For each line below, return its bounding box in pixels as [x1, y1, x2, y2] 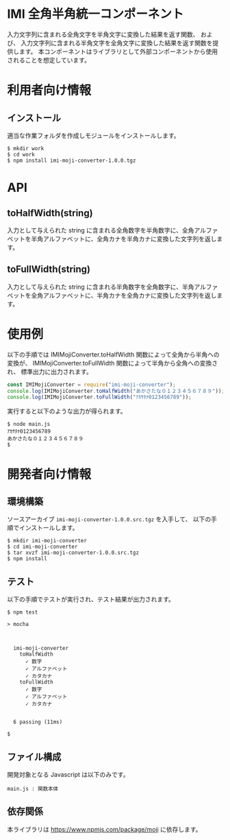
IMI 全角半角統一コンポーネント [7, 6, 184, 22]
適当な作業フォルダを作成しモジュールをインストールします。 [7, 131, 180, 139]
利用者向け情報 [7, 83, 92, 98]
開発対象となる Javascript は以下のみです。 [7, 770, 129, 778]
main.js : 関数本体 [7, 785, 59, 792]
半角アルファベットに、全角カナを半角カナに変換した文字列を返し [30, 235, 217, 243]
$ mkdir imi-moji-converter [7, 538, 88, 544]
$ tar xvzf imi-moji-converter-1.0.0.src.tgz [7, 549, 139, 556]
